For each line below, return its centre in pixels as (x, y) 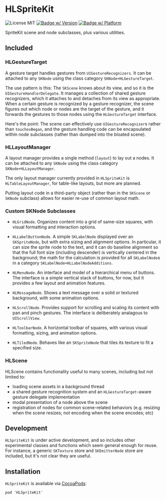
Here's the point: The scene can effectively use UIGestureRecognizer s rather (83, 124)
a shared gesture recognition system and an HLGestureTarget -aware (82, 391)
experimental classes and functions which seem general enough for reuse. (81, 445)
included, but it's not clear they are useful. (48, 456)
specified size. (27, 348)
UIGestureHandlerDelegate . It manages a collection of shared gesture (76, 93)
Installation (23, 472)
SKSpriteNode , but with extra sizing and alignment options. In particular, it (86, 242)
